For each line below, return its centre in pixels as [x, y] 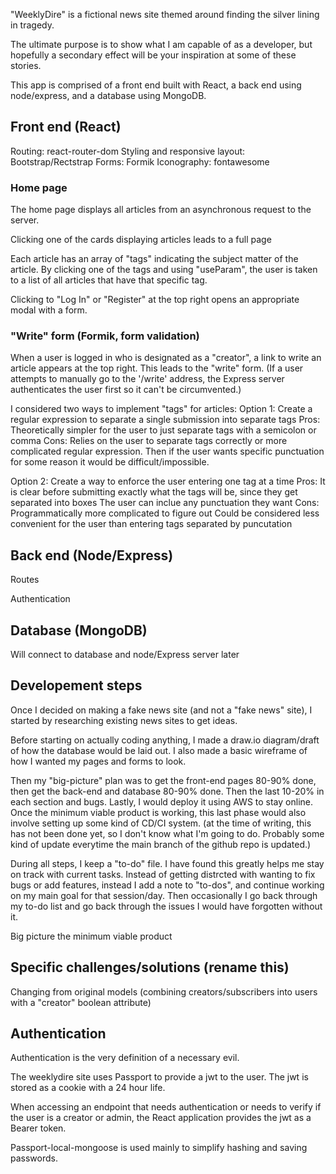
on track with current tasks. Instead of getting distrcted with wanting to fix [163, 874]
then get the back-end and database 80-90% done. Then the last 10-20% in [167, 791]
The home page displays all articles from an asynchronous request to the [161, 210]
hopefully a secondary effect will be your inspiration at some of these [153, 55]
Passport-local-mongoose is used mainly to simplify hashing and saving [159, 1148]
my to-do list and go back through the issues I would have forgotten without [166, 906]
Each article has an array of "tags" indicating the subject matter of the [154, 259]
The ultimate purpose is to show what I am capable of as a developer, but [161, 44]
